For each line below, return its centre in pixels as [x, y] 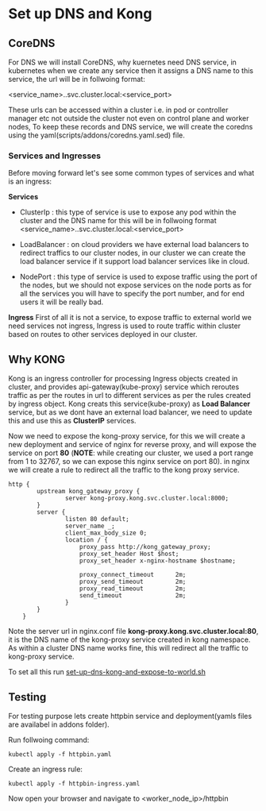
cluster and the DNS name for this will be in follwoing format [118, 221]
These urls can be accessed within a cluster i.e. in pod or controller [118, 110]
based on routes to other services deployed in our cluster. [103, 334]
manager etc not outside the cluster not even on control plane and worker [129, 118]
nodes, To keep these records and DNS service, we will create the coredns [131, 127]
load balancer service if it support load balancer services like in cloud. [135, 261]
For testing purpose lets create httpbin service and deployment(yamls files [130, 716]
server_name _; [90, 526]
